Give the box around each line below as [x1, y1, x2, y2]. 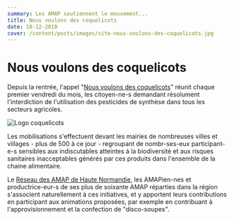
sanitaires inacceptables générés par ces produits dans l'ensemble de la [7, 154, 216, 163]
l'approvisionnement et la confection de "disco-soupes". [7, 205, 170, 214]
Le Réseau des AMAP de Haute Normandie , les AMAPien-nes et [7, 175, 191, 184]
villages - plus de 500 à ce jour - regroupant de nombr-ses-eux [7, 140, 190, 148]
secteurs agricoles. [7, 105, 63, 114]
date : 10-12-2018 [7, 23, 58, 30]
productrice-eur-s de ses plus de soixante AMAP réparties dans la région [7, 183, 218, 191]
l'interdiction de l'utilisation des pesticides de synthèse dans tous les [7, 98, 205, 106]
